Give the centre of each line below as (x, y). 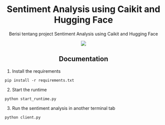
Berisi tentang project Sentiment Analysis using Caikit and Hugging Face (83, 34)
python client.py (23, 117)
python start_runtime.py (30, 99)
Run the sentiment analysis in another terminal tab (63, 108)
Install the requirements (36, 71)
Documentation (83, 59)
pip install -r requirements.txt (39, 80)
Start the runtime (29, 89)
